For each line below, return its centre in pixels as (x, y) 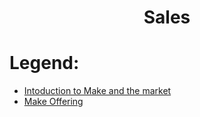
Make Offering (53, 102)
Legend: (44, 63)
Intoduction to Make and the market (97, 91)
